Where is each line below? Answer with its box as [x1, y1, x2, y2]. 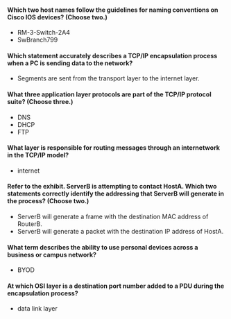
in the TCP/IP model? [7, 151, 69, 159]
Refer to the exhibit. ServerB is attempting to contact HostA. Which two [7, 182, 217, 191]
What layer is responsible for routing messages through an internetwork [7, 144, 221, 152]
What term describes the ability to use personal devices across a [7, 243, 198, 251]
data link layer [17, 304, 58, 313]
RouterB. [17, 220, 43, 228]
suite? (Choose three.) [7, 98, 74, 105]
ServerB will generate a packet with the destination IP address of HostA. [17, 227, 224, 236]
